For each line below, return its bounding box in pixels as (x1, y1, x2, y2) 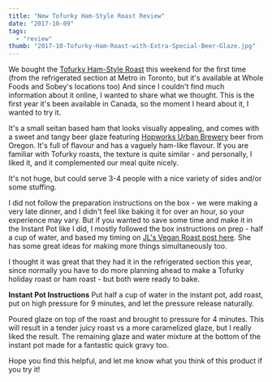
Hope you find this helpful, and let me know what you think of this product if (8, 356, 262, 366)
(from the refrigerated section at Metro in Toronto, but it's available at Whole (8, 73, 264, 83)
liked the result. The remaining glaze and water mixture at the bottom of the (8, 332, 261, 341)
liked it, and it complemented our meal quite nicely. (8, 158, 179, 167)
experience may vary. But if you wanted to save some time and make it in (8, 215, 253, 225)
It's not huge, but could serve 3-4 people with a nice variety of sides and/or (8, 174, 262, 184)
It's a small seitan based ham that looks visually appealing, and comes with (8, 124, 260, 133)
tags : (8, 27, 27, 35)
